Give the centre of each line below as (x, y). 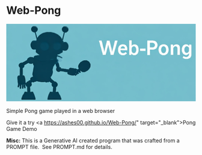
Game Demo (22, 129)
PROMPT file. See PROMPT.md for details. (59, 147)
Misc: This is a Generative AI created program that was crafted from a (93, 141)
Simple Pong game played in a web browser (61, 111)
